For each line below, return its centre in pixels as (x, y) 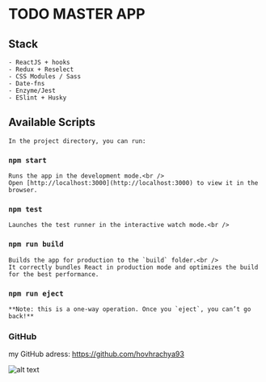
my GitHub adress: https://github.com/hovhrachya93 (96, 354)
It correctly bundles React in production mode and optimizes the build (133, 267)
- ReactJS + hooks (39, 62)
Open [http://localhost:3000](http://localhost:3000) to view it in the (133, 183)
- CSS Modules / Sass (45, 77)
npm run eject (36, 293)
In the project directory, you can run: (78, 141)
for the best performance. (54, 274)
